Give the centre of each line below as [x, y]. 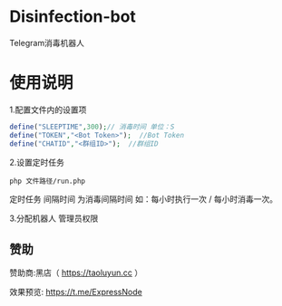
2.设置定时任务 [37, 162]
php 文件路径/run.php [48, 181]
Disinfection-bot [73, 17]
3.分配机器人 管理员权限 [54, 218]
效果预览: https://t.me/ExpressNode [76, 292]
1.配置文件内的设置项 [48, 110]
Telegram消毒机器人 [47, 43]
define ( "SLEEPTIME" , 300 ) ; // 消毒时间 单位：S [92, 127]
